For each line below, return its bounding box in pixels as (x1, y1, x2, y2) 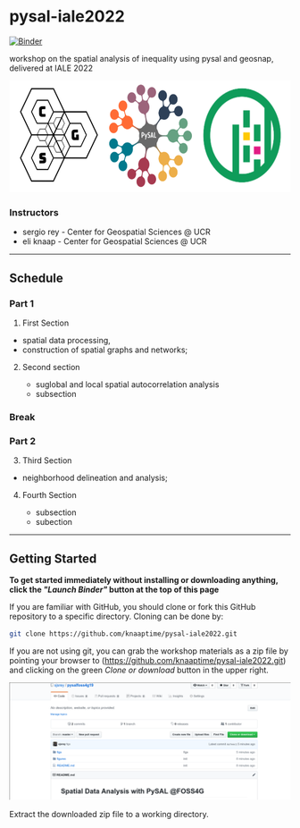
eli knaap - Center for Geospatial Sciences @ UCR (21, 236, 207, 247)
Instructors (9, 206, 60, 218)
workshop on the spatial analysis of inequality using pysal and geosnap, (9, 53, 274, 63)
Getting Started (9, 551, 97, 566)
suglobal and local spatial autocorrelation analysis (35, 378, 220, 390)
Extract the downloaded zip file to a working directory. (9, 809, 209, 820)
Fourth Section (21, 490, 78, 501)
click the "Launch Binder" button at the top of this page (9, 584, 220, 595)
